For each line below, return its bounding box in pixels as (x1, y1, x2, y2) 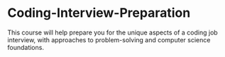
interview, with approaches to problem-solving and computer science (7, 35, 211, 44)
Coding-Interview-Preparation (7, 5, 191, 21)
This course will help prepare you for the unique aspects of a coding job (7, 28, 218, 37)
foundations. (7, 43, 45, 51)
